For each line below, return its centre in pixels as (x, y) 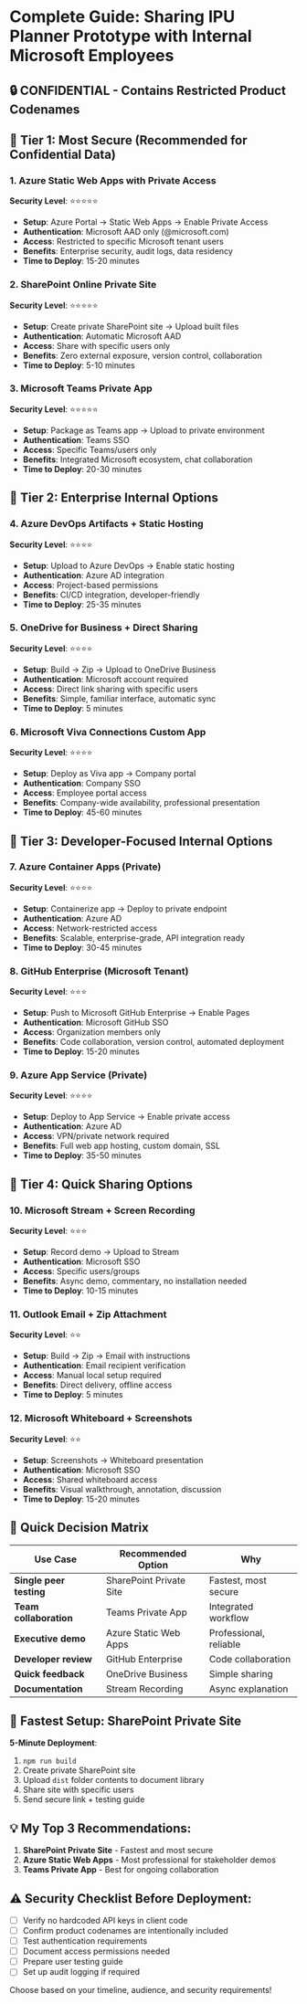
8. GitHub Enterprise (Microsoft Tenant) (99, 971)
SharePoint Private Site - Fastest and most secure (118, 1851)
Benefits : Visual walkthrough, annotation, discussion (122, 1489)
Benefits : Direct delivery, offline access (97, 1385)
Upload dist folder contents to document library (113, 1780)
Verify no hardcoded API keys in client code (105, 1920)
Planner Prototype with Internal (131, 36)
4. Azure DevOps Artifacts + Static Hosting (106, 524)
